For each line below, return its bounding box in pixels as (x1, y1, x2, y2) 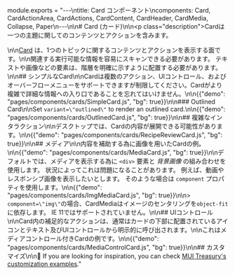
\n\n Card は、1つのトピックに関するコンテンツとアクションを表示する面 (7, 46, 215, 54)
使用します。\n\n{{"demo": (25, 183, 102, 191)
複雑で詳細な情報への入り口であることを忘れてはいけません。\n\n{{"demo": (7, 90, 226, 98)
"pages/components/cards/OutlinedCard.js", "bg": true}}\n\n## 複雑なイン (7, 113, 223, 121)
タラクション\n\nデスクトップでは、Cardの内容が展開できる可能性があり (7, 122, 217, 130)
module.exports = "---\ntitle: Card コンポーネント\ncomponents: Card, (7, 6, 211, 14)
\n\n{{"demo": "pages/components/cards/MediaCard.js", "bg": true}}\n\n (7, 148, 219, 156)
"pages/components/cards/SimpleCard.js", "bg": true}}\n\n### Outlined (7, 97, 216, 106)
